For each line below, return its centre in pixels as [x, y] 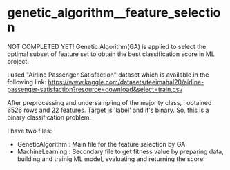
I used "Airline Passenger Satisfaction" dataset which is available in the [108, 75]
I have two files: [30, 131]
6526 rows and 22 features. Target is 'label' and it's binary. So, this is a [108, 110]
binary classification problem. [49, 117]
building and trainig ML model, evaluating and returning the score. [111, 159]
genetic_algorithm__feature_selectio [114, 13]
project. [18, 61]
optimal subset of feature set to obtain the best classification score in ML [111, 54]
